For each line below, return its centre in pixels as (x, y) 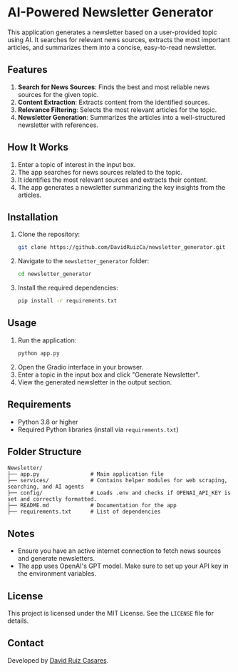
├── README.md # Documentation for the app (92, 506)
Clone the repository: (49, 234)
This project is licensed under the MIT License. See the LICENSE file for (110, 613)
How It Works (38, 147)
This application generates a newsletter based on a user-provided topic (112, 32)
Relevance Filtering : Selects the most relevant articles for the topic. (117, 110)
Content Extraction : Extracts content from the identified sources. (114, 102)
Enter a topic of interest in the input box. (77, 164)
